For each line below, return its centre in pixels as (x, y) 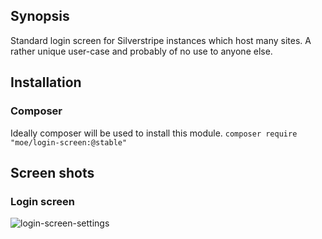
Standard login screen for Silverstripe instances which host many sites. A (161, 40)
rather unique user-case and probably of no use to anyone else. (141, 51)
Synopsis (40, 16)
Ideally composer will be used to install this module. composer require (154, 133)
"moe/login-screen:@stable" (69, 142)
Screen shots (52, 172)
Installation (46, 82)
